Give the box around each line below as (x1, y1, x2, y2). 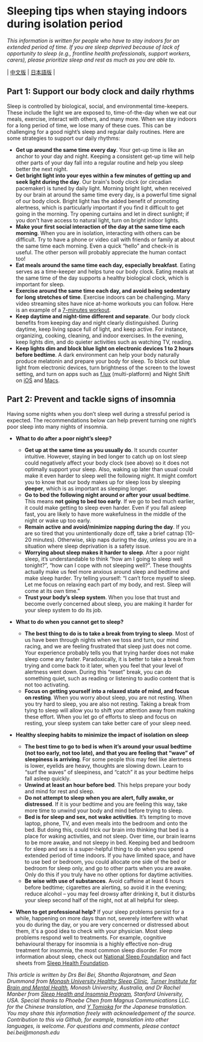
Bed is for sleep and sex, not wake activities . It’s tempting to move (24, 813, 192, 820)
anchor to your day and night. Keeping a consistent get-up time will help (15, 152, 195, 160)
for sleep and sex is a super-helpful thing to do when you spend (24, 845, 184, 852)
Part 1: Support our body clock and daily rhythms (7, 86, 195, 97)
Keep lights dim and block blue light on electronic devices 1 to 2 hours (15, 345, 194, 352)
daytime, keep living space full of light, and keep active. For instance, (15, 325, 188, 333)
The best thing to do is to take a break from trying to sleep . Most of (24, 630, 195, 637)
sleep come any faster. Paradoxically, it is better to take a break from (24, 655, 195, 662)
